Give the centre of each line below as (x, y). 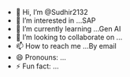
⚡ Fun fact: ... (37, 66)
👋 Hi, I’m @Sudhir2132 (52, 12)
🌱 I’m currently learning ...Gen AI (68, 29)
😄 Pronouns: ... (41, 57)
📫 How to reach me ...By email (66, 46)
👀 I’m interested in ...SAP (56, 20)
